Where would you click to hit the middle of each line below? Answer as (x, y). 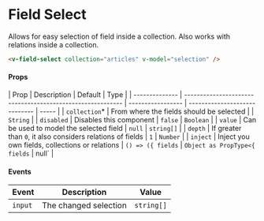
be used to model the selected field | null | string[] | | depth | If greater (125, 129)
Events (20, 171)
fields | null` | (31, 154)
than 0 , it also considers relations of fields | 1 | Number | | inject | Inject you (129, 137)
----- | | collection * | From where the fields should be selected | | (147, 111)
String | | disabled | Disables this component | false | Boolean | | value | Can (132, 120)
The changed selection (85, 205)
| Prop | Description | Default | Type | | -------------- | (95, 95)
